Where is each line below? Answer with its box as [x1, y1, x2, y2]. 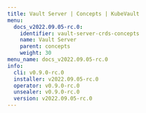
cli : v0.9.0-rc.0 [13, 69, 65, 76]
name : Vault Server [20, 36, 77, 44]
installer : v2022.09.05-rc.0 [13, 75, 99, 83]
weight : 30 [20, 50, 52, 57]
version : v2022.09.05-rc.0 [13, 95, 93, 102]
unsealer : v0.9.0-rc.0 [13, 88, 80, 95]
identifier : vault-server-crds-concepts [20, 29, 140, 37]
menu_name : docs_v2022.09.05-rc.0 [7, 56, 109, 63]
